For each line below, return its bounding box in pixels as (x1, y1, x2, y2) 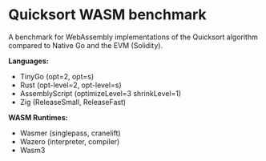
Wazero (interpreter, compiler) (19, 136, 120, 146)
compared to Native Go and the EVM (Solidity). (8, 40, 163, 50)
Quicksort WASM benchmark (8, 6, 207, 24)
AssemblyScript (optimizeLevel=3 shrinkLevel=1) (19, 88, 182, 98)
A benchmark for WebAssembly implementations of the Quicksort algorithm (8, 32, 258, 42)
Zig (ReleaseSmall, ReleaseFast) (19, 97, 127, 107)
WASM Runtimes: (8, 112, 68, 122)
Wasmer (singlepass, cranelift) (19, 128, 122, 138)
